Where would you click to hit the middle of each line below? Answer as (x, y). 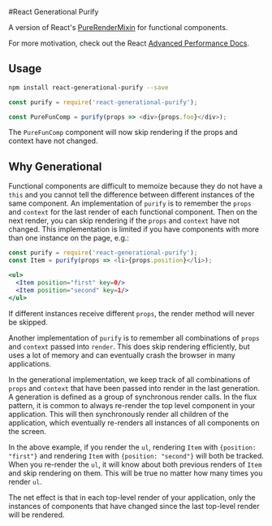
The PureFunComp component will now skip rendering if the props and (123, 133)
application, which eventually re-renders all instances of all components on (134, 423)
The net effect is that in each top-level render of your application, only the (132, 497)
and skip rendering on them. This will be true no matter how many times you (136, 473)
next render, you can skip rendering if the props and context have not (124, 221)
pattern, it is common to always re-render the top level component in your (132, 405)
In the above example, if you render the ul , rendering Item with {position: (132, 447)
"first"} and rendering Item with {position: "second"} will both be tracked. (136, 455)
